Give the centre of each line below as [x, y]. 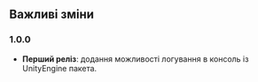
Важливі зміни [52, 15]
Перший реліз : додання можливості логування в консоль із [135, 59]
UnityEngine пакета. [59, 68]
